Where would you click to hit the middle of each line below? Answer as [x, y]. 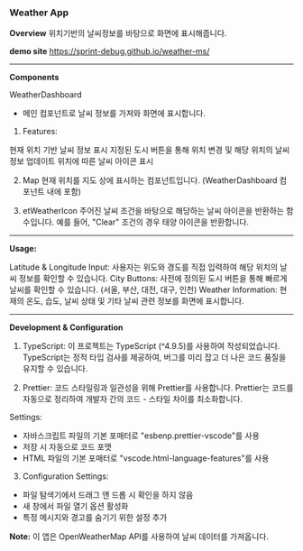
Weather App [39, 13]
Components [34, 78]
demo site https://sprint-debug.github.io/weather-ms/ [110, 51]
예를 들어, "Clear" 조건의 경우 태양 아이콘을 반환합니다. [153, 222]
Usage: [23, 249]
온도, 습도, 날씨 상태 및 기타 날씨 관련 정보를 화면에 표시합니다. [135, 301]
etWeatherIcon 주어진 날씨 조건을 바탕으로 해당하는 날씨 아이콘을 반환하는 [153, 211]
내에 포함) [64, 192]
